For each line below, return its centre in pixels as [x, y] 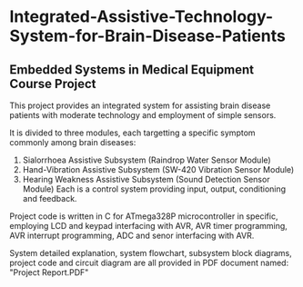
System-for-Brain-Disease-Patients [148, 36]
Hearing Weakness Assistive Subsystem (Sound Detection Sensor [146, 179]
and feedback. [50, 198]
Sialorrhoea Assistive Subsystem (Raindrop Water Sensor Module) [146, 160]
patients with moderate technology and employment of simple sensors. [143, 115]
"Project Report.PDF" [49, 272]
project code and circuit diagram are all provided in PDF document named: [149, 262]
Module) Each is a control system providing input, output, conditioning [154, 189]
